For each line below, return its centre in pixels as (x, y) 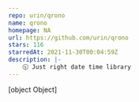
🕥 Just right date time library (77, 67)
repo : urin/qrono (37, 15)
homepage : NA (30, 30)
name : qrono (28, 23)
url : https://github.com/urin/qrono (68, 38)
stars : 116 (26, 45)
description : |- (35, 60)
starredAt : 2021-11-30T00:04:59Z (63, 52)
